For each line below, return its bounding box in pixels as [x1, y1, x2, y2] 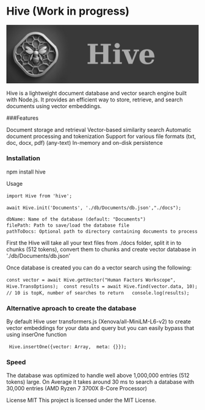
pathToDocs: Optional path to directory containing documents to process [6, 228, 198, 235]
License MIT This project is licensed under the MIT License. [6, 397, 157, 404]
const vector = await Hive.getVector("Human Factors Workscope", [6, 277, 176, 283]
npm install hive [6, 168, 46, 175]
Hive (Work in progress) [6, 4, 130, 18]
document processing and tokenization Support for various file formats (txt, [6, 133, 196, 140]
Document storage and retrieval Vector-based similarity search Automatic [6, 126, 192, 133]
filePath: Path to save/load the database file [6, 222, 130, 229]
